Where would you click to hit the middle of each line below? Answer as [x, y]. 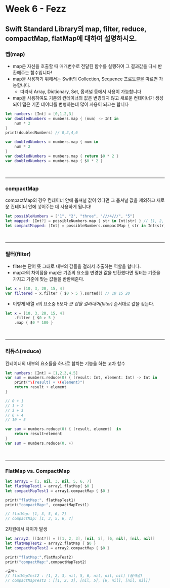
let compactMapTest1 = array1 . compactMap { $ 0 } [57, 491]
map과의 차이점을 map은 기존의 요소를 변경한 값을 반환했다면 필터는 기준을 [87, 272]
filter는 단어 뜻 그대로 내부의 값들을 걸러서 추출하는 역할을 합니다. [77, 266]
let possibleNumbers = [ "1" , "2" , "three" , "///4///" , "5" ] [70, 216]
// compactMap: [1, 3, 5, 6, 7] [39, 519]
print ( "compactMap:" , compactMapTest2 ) [46, 562]
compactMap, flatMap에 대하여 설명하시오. [71, 38]
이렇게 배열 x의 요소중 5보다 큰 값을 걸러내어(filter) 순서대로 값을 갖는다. [83, 303]
